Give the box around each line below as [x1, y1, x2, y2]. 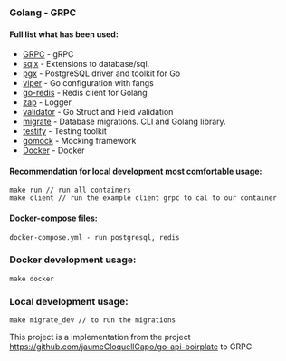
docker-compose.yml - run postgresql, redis [9, 233, 180, 242]
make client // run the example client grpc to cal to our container [9, 194, 278, 203]
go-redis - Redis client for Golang [22, 88, 148, 99]
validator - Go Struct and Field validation [22, 107, 174, 118]
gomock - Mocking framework [22, 136, 137, 147]
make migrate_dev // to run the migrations [9, 316, 176, 325]
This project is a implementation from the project [9, 332, 192, 343]
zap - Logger [22, 97, 72, 108]
